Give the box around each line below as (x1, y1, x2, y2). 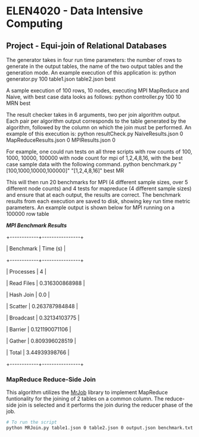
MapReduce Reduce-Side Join (6, 375, 97, 383)
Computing (6, 17, 63, 30)
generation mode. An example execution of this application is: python (6, 69, 177, 76)
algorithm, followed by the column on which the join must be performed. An (6, 124, 192, 131)
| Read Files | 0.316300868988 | (6, 280, 85, 287)
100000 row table (6, 210, 49, 217)
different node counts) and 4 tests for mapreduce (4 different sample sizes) (6, 185, 192, 192)
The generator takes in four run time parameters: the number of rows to (6, 57, 182, 63)
